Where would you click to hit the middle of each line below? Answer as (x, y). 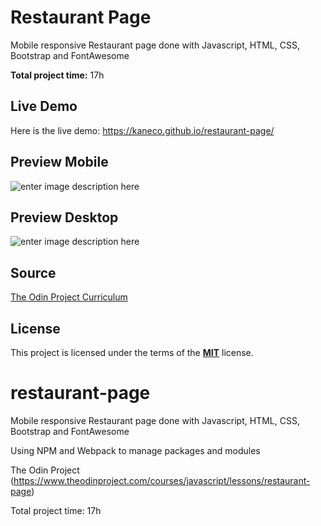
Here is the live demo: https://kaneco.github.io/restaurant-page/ (142, 130)
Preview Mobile (59, 162)
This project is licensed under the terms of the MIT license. (132, 352)
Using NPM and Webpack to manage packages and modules (135, 450)
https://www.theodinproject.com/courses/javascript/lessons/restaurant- (162, 480)
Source (33, 272)
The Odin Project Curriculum (69, 297)
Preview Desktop (64, 217)
